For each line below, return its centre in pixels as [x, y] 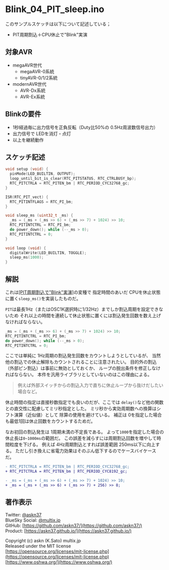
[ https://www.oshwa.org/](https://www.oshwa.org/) [59, 562]
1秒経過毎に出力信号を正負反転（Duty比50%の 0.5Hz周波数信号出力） [85, 127]
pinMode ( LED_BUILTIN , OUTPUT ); [43, 174]
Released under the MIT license [38, 546]
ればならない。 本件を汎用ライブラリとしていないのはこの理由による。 [79, 375]
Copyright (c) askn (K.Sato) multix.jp [43, 540]
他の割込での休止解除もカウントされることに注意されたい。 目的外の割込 [81, 362]
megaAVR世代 [27, 65]
